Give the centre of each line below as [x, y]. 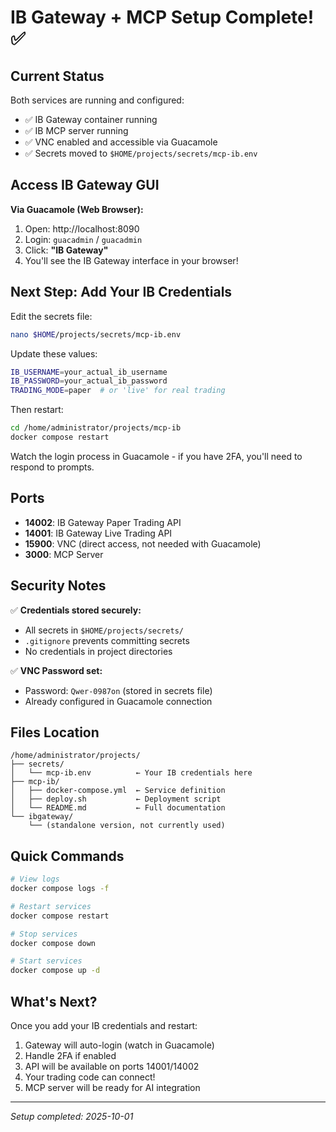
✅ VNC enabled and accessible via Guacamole [121, 142]
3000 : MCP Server [64, 554]
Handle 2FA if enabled [70, 1055]
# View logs [35, 879]
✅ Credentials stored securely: [76, 610]
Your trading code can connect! [90, 1077]
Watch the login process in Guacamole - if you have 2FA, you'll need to [156, 456]
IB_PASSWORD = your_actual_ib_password [89, 381]
